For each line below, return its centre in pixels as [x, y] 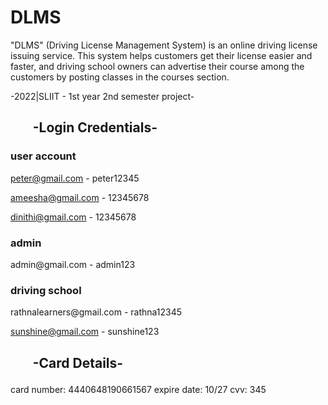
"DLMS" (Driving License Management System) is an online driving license [164, 45]
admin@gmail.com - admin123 [73, 264]
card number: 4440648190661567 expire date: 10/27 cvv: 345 [138, 389]
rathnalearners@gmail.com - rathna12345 [96, 312]
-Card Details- [78, 362]
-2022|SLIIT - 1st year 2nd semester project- [102, 96]
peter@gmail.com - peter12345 [75, 178]
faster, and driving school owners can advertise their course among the [157, 66]
